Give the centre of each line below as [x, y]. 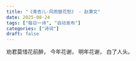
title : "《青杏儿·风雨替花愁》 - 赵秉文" [53, 12]
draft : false [23, 34]
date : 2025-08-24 [28, 17]
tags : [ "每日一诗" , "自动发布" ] [43, 23]
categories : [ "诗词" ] [33, 28]
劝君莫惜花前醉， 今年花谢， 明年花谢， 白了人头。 [70, 52]
